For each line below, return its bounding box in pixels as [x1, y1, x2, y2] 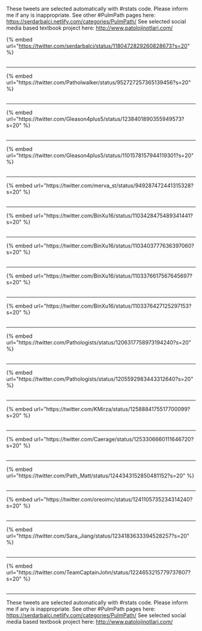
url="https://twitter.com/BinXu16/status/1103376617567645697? [34, 272, 192, 279]
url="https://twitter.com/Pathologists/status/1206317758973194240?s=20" [6, 339, 191, 346]
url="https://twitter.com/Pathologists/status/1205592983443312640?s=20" [6, 376, 194, 382]
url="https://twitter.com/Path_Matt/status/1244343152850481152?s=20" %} [6, 472, 194, 479]
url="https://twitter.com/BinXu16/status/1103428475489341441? [34, 212, 194, 219]
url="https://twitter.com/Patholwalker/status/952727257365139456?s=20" [6, 79, 191, 86]
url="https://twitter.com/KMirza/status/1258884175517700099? [34, 406, 191, 412]
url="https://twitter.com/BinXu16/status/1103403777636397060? [34, 242, 194, 249]
